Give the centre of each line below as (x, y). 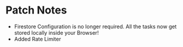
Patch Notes (36, 10)
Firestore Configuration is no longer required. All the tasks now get (95, 26)
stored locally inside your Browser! (56, 32)
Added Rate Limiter (38, 39)
